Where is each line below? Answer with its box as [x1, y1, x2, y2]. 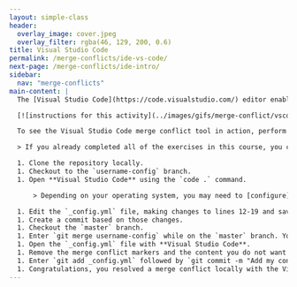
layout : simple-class [9, 12, 89, 22]
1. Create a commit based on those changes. [17, 215, 184, 224]
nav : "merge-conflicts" [17, 79, 104, 87]
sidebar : [9, 71, 42, 79]
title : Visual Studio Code [9, 46, 109, 55]
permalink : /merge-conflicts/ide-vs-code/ [9, 54, 168, 63]
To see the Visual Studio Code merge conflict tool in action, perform [17, 127, 287, 136]
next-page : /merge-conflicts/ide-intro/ [9, 63, 161, 72]
